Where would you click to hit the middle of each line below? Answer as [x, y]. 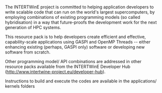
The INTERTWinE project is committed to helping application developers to [79, 7]
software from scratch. [28, 52]
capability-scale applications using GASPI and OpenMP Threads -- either [78, 42]
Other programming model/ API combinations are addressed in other [73, 61]
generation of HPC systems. [33, 27]
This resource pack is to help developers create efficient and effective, [75, 37]
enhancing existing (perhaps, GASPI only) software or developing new [75, 47]
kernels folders [20, 86]
